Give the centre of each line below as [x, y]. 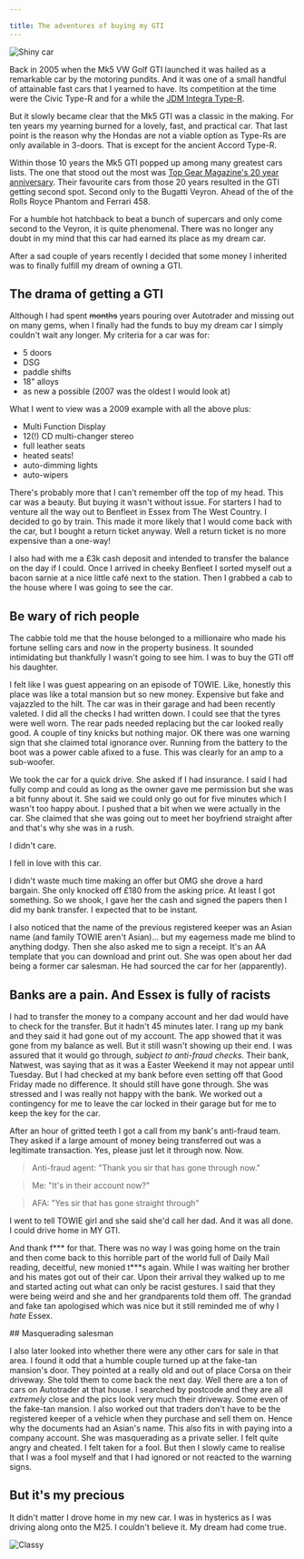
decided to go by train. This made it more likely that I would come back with [151, 522]
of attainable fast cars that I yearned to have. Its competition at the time [143, 88]
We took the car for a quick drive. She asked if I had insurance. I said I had [148, 779]
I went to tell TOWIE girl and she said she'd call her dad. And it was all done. [152, 1221]
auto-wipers [45, 475]
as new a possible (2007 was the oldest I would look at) [127, 391]
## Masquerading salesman [62, 1333]
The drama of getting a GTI [86, 294]
